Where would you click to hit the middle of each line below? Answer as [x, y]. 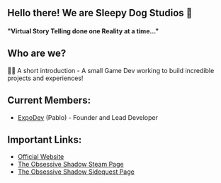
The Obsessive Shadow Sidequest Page [76, 172]
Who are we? [37, 54]
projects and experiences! [45, 78]
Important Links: [45, 140]
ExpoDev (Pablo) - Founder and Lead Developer [87, 117]
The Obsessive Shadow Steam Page [70, 165]
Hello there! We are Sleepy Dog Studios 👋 [100, 13]
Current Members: [49, 100]
